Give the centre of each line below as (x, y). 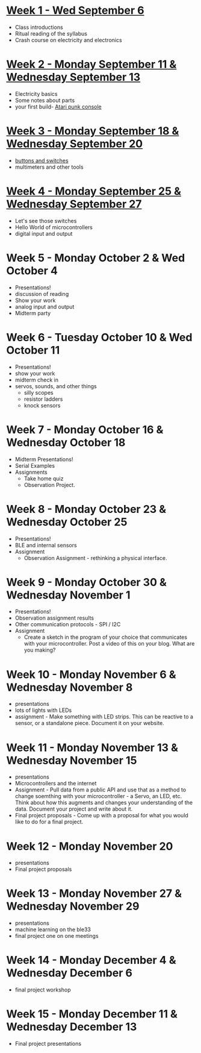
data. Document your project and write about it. (74, 809)
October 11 (33, 350)
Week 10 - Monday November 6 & (91, 674)
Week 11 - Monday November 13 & (92, 747)
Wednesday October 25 (67, 522)
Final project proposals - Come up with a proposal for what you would (101, 816)
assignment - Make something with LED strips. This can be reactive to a (104, 717)
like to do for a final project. (49, 822)
